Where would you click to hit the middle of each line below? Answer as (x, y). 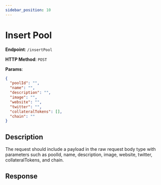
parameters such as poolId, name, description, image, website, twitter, (79, 155)
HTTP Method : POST (26, 59)
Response (22, 176)
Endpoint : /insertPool (29, 49)
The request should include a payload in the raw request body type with (80, 149)
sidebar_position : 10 (28, 10)
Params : (14, 69)
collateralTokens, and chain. (35, 160)
